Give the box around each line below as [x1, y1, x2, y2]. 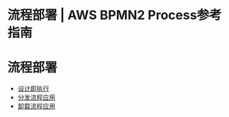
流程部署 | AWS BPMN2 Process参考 [7, 7, 222, 23]
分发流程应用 [17, 93, 55, 101]
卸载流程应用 [17, 102, 55, 111]
